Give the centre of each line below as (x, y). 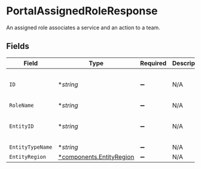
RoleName (22, 105)
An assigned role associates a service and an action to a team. (83, 27)
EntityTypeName (31, 147)
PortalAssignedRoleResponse (82, 11)
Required (153, 63)
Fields (18, 46)
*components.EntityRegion (96, 156)
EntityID (22, 126)
